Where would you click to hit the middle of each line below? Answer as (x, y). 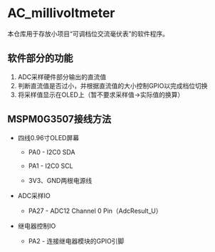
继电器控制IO (37, 226)
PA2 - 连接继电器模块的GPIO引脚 (76, 241)
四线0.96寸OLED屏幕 (48, 137)
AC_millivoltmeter (61, 13)
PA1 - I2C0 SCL (51, 166)
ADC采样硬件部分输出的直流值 (62, 77)
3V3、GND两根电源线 (60, 180)
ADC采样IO (34, 195)
